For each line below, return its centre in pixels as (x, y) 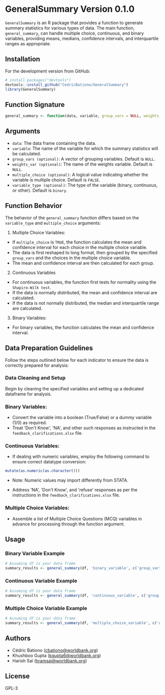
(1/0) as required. (29, 423)
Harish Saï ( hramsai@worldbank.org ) (50, 660)
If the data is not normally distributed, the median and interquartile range (86, 303)
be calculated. (27, 153)
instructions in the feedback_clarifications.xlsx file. (66, 495)
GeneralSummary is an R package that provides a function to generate (74, 23)
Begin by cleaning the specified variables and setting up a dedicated (74, 388)
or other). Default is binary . (40, 190)
